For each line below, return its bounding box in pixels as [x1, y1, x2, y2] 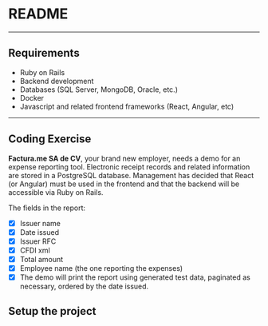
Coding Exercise [8, 133, 92, 146]
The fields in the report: [8, 203, 86, 213]
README [8, 5, 69, 23]
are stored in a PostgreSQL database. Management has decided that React [8, 170, 254, 180]
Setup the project [8, 304, 97, 318]
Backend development [19, 76, 94, 85]
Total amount [19, 254, 64, 264]
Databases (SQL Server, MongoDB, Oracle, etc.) [19, 85, 178, 94]
